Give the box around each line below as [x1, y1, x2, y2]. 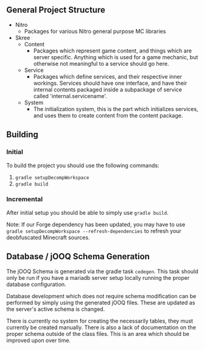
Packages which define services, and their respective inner [33, 73, 183, 80]
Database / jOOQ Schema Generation [6, 251, 150, 262]
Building [6, 129, 38, 140]
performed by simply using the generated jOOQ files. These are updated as [6, 299, 195, 306]
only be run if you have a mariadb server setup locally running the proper [6, 274, 190, 281]
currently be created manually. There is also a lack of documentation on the [6, 323, 196, 331]
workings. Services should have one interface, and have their [33, 79, 188, 87]
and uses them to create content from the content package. [33, 112, 183, 119]
